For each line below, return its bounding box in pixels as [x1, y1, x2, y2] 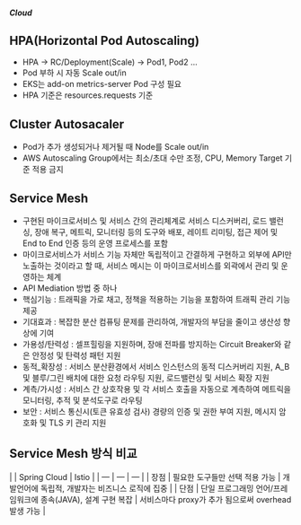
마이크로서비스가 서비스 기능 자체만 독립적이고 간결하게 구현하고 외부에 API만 [22, 249, 292, 260]
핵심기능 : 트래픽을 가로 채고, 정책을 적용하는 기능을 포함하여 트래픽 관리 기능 [22, 294, 291, 305]
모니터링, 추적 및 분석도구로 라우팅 [22, 395, 143, 406]
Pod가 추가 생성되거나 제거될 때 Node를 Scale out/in [22, 142, 209, 153]
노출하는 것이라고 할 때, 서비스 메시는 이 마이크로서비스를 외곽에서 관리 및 [22, 260, 279, 271]
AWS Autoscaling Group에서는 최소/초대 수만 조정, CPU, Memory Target [22, 153, 283, 163]
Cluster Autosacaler [9, 117, 125, 132]
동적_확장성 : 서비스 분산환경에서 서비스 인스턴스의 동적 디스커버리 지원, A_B [22, 362, 290, 372]
